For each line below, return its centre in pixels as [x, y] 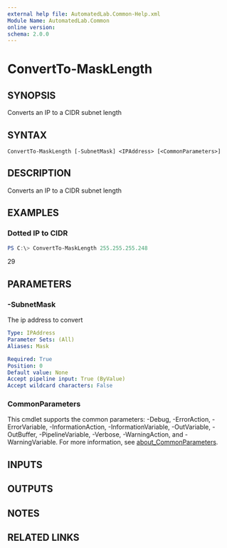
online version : [31, 27]
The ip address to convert [45, 320]
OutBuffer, [22, 435]
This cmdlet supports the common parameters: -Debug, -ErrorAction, [109, 420]
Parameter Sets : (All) [41, 340]
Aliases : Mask [28, 346]
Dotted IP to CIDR [38, 233]
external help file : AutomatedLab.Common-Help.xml [84, 14]
